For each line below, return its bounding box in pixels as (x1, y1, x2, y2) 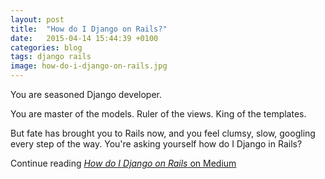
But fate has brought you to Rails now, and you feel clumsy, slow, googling (10, 127, 316, 139)
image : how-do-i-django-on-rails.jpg (10, 61, 168, 71)
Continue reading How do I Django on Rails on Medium (10, 157, 237, 169)
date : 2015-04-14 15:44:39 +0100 (10, 33, 159, 43)
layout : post (10, 14, 65, 25)
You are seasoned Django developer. (10, 89, 163, 100)
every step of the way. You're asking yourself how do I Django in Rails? (10, 138, 303, 150)
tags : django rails (10, 52, 92, 62)
